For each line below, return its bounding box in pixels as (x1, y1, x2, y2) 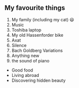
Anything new (11, 53, 40, 59)
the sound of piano (11, 58, 49, 63)
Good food (11, 67, 33, 73)
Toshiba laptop (11, 27, 42, 33)
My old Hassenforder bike (11, 32, 63, 38)
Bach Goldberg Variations (11, 47, 63, 53)
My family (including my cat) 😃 (11, 16, 75, 22)
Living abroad (11, 72, 39, 78)
